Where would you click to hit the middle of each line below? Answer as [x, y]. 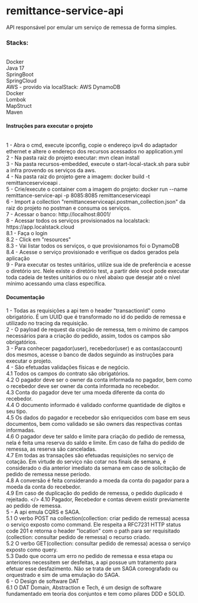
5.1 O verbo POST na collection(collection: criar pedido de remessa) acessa [98, 518]
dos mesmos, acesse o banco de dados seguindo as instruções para [90, 354]
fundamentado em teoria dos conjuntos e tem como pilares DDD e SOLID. [96, 594]
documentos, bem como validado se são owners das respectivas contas [94, 424]
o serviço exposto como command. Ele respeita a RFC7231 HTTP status [94, 524]
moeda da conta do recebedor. [44, 486]
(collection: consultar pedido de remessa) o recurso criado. [78, 537]
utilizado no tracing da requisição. [48, 323]
